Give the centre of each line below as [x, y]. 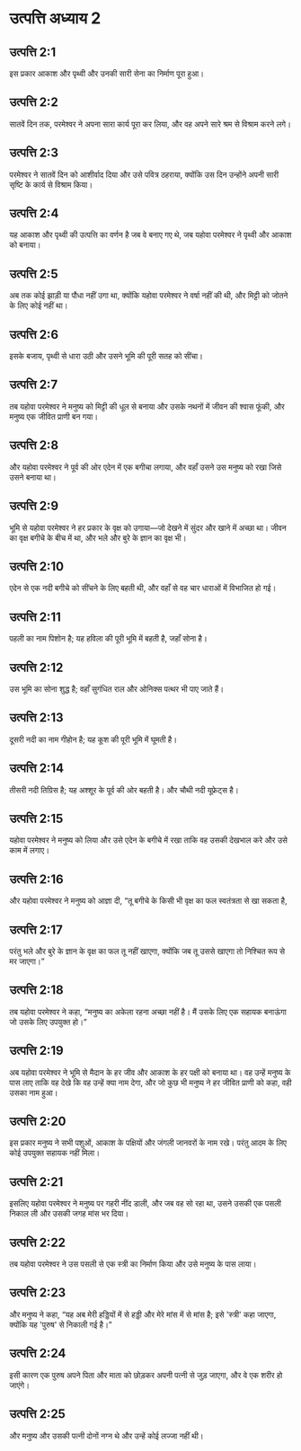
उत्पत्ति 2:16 [37, 879]
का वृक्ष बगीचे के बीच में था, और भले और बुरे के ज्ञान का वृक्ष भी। [98, 537]
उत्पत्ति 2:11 [35, 617]
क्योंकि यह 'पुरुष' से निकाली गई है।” [61, 1324]
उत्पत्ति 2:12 [36, 667]
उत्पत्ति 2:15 [36, 818]
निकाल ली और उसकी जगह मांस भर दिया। [69, 1214]
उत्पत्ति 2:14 [37, 769]
